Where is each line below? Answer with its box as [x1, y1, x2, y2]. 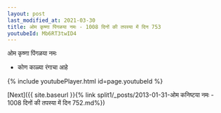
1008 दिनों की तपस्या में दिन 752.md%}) [7, 99, 105, 107]
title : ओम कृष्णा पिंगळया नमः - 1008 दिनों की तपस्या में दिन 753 [7, 23, 161, 30]
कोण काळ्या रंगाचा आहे [17, 63, 68, 72]
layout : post [7, 10, 46, 18]
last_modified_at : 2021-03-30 [7, 17, 96, 24]
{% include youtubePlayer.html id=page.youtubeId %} [7, 77, 163, 86]
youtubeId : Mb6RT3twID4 [7, 29, 77, 37]
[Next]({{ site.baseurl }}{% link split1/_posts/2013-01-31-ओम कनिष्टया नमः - [7, 91, 214, 99]
